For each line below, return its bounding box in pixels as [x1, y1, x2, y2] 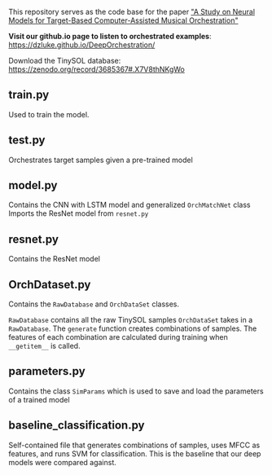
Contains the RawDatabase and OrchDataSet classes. [8, 299, 180, 309]
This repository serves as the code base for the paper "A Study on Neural [8, 7, 255, 16]
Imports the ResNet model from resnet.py [8, 209, 149, 218]
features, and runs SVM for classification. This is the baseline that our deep [8, 448, 261, 459]
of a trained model [8, 394, 71, 404]
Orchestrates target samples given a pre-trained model [8, 155, 193, 165]
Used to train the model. [8, 109, 90, 119]
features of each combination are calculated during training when [8, 332, 228, 342]
